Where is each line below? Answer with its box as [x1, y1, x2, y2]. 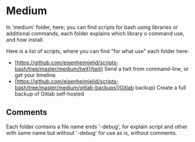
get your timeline [14, 71, 56, 78]
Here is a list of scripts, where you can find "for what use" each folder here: [6, 47, 189, 54]
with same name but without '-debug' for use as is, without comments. [6, 129, 177, 136]
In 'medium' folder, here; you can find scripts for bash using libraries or [6, 24, 178, 31]
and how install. [6, 36, 44, 43]
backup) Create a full [135, 84, 186, 91]
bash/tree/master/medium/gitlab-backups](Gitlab [14, 84, 134, 91]
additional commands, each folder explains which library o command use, [6, 29, 185, 37]
